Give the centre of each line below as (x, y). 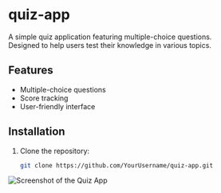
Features (31, 71)
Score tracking (44, 98)
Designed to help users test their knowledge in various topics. (110, 45)
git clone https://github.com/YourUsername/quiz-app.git (116, 165)
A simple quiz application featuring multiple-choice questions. (110, 37)
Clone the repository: (55, 151)
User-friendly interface (57, 106)
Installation (37, 132)
